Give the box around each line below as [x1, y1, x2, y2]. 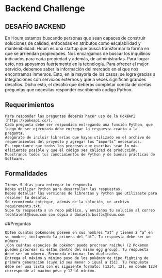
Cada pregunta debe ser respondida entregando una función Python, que [5, 122, 153, 127]
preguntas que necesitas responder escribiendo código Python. [5, 87, 133, 92]
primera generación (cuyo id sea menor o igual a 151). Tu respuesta [5, 260, 149, 265]
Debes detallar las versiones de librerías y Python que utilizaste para [5, 191, 158, 196]
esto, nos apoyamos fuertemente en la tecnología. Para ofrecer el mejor [5, 61, 149, 67]
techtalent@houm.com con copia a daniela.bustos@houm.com [5, 212, 125, 217]
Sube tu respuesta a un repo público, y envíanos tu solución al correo [5, 208, 155, 213]
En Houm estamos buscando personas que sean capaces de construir [5, 35, 146, 41]
